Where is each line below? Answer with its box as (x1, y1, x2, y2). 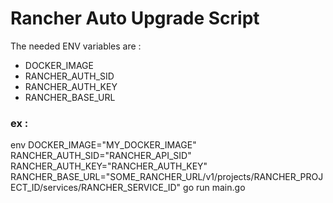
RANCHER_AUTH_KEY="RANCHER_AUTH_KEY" (10, 160, 208, 172)
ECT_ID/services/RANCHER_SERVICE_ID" (10, 182, 182, 194)
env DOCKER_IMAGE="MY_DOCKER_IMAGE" (10, 139, 197, 151)
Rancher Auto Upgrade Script (10, 7, 260, 30)
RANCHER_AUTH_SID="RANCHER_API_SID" (10, 150, 192, 162)
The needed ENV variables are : (10, 40, 142, 52)
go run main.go (183, 182, 246, 194)
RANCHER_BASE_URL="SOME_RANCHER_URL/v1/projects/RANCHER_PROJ (10, 171, 324, 183)
